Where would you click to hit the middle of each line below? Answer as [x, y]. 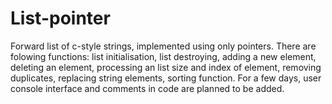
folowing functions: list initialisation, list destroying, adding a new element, [163, 56]
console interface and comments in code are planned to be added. [147, 88]
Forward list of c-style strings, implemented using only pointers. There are [163, 46]
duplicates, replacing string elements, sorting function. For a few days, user [166, 78]
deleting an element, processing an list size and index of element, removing [166, 67]
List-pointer [60, 18]
